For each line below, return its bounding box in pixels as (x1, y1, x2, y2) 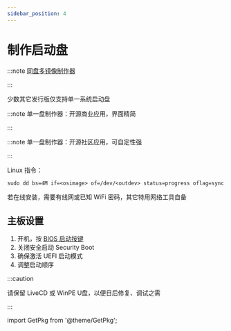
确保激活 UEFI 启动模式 (17, 252, 83, 260)
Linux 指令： (7, 166, 43, 174)
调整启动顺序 (17, 261, 54, 269)
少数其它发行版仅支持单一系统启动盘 (7, 94, 111, 103)
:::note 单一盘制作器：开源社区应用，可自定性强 (7, 137, 142, 146)
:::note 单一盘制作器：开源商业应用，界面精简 (7, 109, 136, 118)
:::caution (7, 275, 35, 283)
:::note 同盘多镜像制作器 (7, 67, 76, 75)
